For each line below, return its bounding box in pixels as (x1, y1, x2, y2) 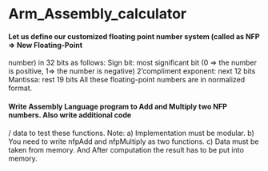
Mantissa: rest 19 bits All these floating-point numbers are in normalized (8, 75, 246, 85)
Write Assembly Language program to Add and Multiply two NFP (8, 101, 228, 111)
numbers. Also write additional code (8, 109, 132, 120)
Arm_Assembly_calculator (8, 5, 186, 23)
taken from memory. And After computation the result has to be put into (8, 145, 244, 154)
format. (8, 83, 33, 93)
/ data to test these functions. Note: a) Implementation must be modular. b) (8, 128, 254, 137)
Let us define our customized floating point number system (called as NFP (8, 31, 260, 41)
